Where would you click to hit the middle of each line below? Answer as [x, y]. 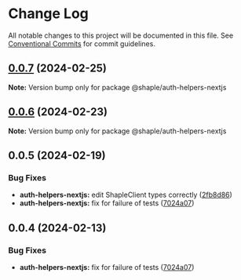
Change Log [48, 14]
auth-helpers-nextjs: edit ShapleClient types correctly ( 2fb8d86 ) [126, 195]
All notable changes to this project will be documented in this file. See [121, 35]
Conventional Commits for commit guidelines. [82, 43]
